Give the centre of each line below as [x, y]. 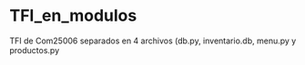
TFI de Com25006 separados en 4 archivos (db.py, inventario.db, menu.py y [153, 41]
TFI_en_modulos [73, 16]
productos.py [35, 50]
